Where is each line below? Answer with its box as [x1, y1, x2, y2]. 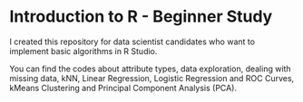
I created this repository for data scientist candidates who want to [9, 36, 256, 47]
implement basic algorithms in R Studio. [9, 45, 158, 56]
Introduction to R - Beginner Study [9, 6, 273, 27]
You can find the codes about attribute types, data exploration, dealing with [9, 63, 292, 74]
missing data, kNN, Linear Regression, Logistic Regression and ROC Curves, [9, 72, 295, 83]
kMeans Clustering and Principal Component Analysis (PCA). [9, 82, 238, 93]
